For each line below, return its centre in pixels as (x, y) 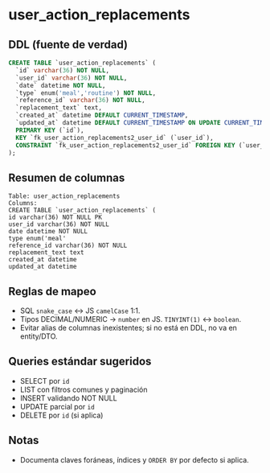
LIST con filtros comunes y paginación (84, 389)
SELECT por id (45, 380)
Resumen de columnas (67, 177)
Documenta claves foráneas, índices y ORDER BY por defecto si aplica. (134, 459)
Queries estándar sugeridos (80, 362)
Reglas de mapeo (52, 291)
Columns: (23, 204)
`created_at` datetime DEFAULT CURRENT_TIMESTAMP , (102, 115)
